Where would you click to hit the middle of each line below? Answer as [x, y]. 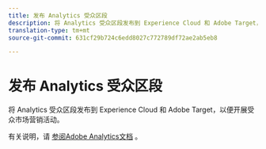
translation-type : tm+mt [49, 30]
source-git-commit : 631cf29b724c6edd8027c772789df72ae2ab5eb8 [113, 38]
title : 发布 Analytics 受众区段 [58, 15]
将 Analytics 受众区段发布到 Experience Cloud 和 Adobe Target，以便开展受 [131, 110]
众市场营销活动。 [36, 120]
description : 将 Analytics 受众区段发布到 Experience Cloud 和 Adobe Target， [135, 23]
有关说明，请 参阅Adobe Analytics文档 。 [75, 136]
